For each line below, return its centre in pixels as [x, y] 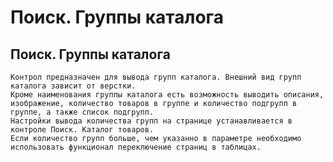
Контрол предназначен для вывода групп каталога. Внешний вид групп [156, 77]
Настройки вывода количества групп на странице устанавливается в [151, 121]
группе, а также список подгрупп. [82, 112]
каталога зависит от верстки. [73, 86]
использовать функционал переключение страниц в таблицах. [136, 147]
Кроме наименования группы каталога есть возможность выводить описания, [167, 95]
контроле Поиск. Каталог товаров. [82, 130]
